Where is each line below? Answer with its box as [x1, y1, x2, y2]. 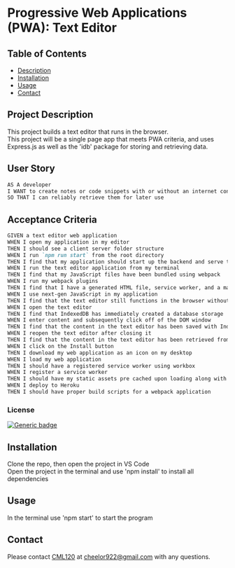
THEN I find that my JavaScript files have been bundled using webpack [7, 271, 220, 278]
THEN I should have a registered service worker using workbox [7, 362, 196, 369]
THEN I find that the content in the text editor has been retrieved [7, 336, 215, 344]
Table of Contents [7, 48, 87, 60]
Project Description [7, 109, 94, 120]
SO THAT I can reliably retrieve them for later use [7, 194, 164, 201]
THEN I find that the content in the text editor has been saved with [7, 324, 218, 331]
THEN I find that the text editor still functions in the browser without [7, 297, 230, 304]
